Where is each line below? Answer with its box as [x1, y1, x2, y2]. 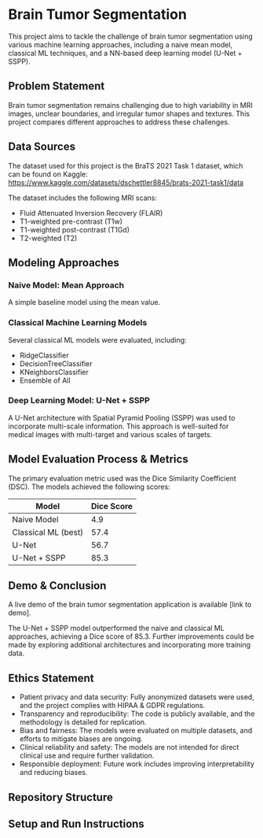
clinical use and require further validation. [19, 751, 155, 761]
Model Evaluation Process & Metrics [8, 453, 188, 466]
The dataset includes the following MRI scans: [8, 193, 157, 202]
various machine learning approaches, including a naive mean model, [8, 39, 233, 49]
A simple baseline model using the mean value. [8, 298, 161, 307]
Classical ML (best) [12, 526, 84, 537]
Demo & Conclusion [8, 579, 107, 592]
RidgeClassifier [19, 350, 69, 360]
